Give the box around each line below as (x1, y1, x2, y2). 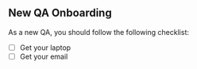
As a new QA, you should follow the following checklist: (8, 27, 189, 36)
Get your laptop (19, 43, 71, 52)
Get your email (19, 52, 68, 61)
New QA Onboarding (8, 6, 113, 20)
